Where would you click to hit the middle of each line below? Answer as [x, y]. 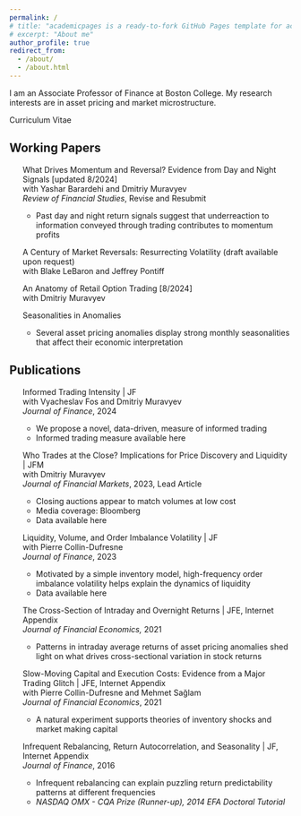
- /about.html [43, 68]
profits [48, 235]
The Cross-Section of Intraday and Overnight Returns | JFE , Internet [148, 610]
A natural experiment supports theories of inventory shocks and [153, 719]
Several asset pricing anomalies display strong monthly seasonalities [163, 332]
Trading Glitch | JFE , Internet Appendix [94, 683]
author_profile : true [50, 43]
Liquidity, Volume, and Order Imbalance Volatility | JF [120, 537]
